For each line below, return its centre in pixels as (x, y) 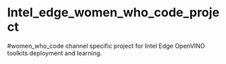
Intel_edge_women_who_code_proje (113, 13)
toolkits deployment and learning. (54, 53)
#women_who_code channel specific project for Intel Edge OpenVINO (106, 46)
